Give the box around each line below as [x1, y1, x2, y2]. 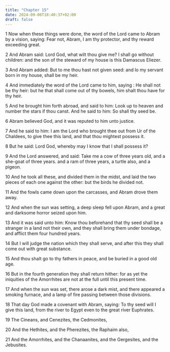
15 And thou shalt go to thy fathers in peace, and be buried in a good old [5, 256, 157, 262]
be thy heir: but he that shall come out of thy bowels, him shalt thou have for [5, 88, 165, 94]
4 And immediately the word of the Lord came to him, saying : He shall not [5, 82, 161, 88]
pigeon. [5, 164, 21, 170]
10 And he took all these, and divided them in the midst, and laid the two [5, 174, 156, 180]
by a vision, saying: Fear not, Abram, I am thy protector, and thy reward [5, 36, 154, 42]
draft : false [5, 17, 33, 22]
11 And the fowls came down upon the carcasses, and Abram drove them [5, 189, 158, 195]
